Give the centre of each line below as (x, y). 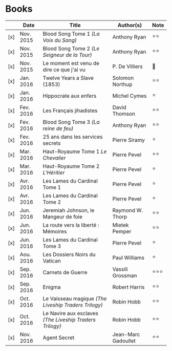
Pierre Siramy (128, 140)
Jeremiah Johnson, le (69, 210)
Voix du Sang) (60, 40)
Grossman (125, 275)
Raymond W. (128, 210)
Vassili (120, 269)
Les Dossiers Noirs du (69, 254)
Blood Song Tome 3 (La (71, 122)
